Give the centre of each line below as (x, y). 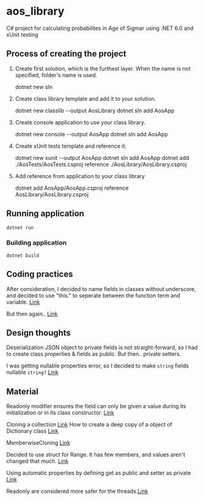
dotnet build (23, 255)
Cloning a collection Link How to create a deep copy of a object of (89, 425)
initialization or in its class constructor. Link (60, 413)
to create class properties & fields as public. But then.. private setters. (94, 354)
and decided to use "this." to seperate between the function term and (93, 295)
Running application (45, 214)
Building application (37, 243)
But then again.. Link (32, 314)
